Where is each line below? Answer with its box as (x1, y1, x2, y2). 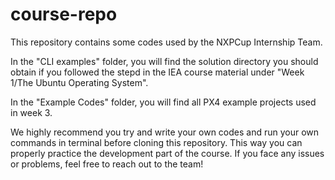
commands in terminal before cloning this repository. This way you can (10, 136, 303, 148)
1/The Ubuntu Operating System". (10, 76, 149, 88)
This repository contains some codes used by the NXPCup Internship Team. (10, 36, 323, 48)
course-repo (10, 3, 118, 26)
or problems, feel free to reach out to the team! (10, 158, 204, 170)
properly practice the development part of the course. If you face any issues (10, 147, 325, 159)
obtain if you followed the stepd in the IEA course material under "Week (10, 66, 305, 78)
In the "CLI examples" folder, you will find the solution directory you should (10, 55, 319, 67)
